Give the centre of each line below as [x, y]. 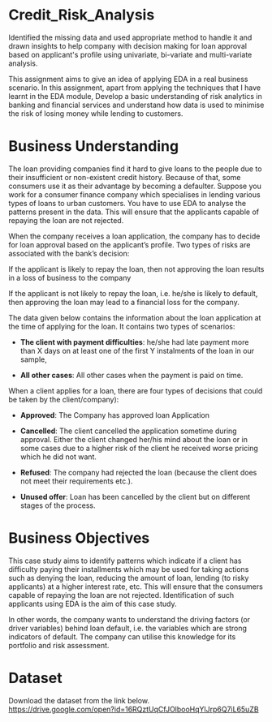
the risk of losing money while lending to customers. [96, 113]
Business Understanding [94, 146]
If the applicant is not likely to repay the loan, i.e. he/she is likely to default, [133, 293]
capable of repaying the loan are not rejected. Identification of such [121, 595]
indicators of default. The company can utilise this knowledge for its [122, 636]
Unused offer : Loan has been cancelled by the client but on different [135, 496]
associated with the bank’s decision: [69, 253]
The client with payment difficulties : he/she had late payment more [134, 342]
